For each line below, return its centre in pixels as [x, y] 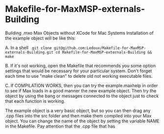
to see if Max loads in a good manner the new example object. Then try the [81, 90]
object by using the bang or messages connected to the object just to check [82, 96]
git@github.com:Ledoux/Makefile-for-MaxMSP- [100, 48]
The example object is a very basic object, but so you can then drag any [78, 111]
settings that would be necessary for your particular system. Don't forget [79, 71]
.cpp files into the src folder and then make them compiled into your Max [78, 115]
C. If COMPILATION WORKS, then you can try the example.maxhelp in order [82, 85]
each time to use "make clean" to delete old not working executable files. [79, 76]
